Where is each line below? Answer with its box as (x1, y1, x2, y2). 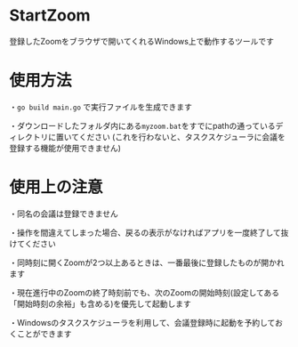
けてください (9, 238, 56, 249)
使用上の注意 (9, 177, 104, 198)
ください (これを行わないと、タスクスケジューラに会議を (78, 131, 286, 142)
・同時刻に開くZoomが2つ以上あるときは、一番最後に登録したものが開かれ (9, 257, 285, 268)
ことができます (16, 328, 72, 339)
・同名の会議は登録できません (9, 208, 118, 219)
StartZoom (9, 5, 91, 26)
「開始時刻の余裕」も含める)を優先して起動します (9, 298, 191, 309)
